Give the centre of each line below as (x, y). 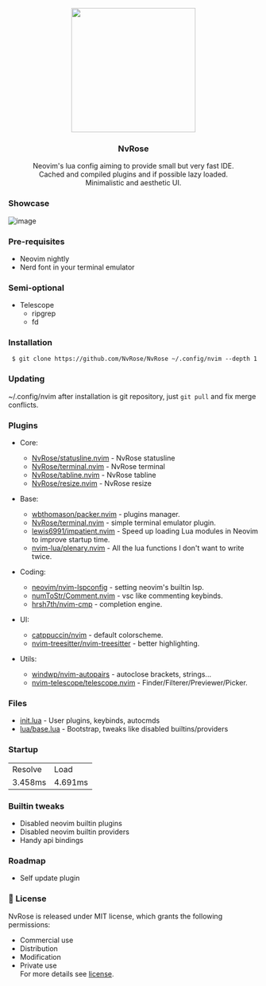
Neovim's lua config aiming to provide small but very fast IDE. (133, 166)
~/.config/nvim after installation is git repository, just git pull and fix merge (132, 396)
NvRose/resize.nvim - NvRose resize (92, 483)
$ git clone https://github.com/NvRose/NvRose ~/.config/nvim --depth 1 (135, 359)
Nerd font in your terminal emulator (77, 267)
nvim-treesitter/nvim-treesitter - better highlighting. (116, 643)
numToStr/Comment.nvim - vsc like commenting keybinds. (127, 596)
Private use (38, 965)
